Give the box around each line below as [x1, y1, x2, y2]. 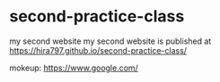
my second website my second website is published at [9, 36, 212, 46]
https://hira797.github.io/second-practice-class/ [9, 45, 187, 55]
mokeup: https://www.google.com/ [9, 62, 139, 73]
